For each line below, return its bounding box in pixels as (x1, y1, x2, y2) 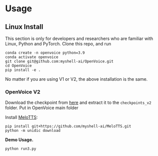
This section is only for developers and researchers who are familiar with (5, 35, 154, 41)
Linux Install (5, 23, 43, 31)
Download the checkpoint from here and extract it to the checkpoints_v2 (5, 99, 152, 106)
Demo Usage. (5, 137, 34, 143)
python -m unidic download (5, 128, 61, 133)
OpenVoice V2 (5, 88, 40, 95)
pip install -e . (5, 67, 41, 72)
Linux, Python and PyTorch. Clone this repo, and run (5, 41, 112, 47)
